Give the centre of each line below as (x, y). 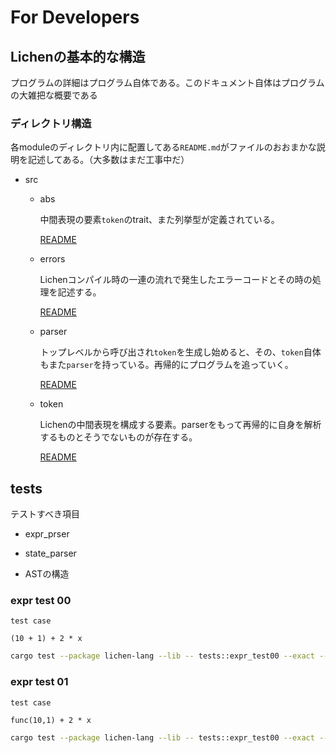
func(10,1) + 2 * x (51, 720)
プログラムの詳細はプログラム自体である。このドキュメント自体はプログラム (167, 82)
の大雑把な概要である (54, 95)
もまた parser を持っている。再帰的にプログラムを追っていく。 (166, 365)
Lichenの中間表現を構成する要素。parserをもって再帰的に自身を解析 (180, 425)
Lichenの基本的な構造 (78, 56)
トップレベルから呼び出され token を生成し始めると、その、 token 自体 (180, 352)
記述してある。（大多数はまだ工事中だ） (108, 160)
